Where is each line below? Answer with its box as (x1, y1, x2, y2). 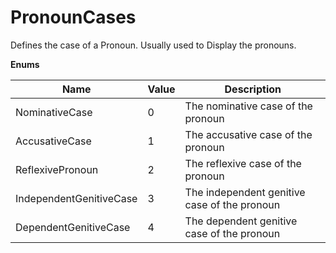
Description (224, 82, 282, 96)
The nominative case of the (184, 99, 313, 113)
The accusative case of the (184, 127, 313, 141)
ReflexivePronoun (15, 162, 99, 176)
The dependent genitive (184, 214, 298, 228)
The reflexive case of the (184, 156, 302, 170)
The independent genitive (184, 185, 306, 199)
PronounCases (10, 6, 137, 29)
